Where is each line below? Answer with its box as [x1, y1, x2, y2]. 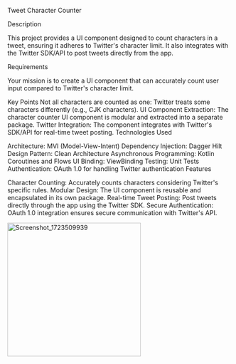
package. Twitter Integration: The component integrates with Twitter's [7, 120, 213, 129]
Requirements [7, 63, 48, 71]
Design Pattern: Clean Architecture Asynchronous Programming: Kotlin [7, 150, 215, 157]
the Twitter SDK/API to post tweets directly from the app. [7, 49, 174, 57]
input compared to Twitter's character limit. [7, 84, 134, 92]
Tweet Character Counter [7, 6, 82, 14]
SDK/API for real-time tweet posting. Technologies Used [7, 128, 173, 136]
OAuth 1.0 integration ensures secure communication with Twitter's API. [7, 209, 218, 217]
